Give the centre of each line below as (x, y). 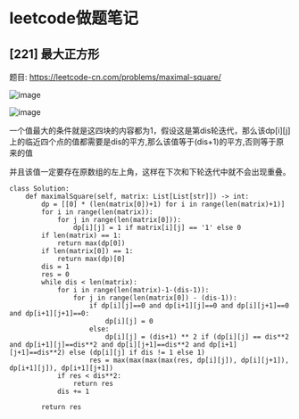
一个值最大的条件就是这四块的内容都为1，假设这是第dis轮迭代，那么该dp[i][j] (150, 131)
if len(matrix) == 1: (82, 235)
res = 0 (55, 275)
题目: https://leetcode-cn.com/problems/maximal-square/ (115, 77)
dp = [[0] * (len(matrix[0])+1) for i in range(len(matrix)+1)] (163, 204)
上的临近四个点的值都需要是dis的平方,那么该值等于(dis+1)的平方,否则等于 (143, 142)
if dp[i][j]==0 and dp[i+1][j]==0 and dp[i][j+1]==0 (189, 306)
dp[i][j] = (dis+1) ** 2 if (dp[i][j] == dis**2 (197, 337)
